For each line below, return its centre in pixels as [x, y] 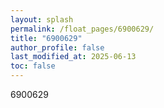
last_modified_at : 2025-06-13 [73, 57]
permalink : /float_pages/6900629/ [82, 29]
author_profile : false [57, 47]
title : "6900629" [46, 38]
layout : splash [42, 19]
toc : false [33, 66]
